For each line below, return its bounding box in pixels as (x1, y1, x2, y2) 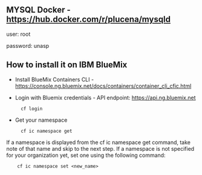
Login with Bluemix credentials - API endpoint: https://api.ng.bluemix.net (15, 94, 196, 101)
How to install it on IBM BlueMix (6, 60, 128, 70)
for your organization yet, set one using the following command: (6, 151, 166, 159)
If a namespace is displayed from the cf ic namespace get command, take (6, 139, 191, 146)
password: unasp (6, 42, 50, 49)
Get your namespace (15, 116, 68, 124)
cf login (21, 105, 43, 111)
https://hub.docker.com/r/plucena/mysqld (6, 15, 171, 25)
